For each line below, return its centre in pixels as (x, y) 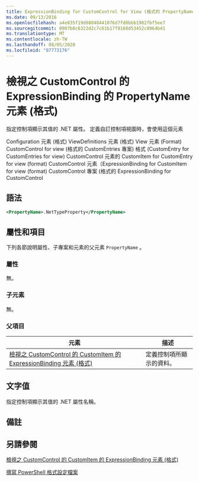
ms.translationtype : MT (36, 34)
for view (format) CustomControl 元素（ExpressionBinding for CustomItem (97, 163)
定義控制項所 (163, 355)
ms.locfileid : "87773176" (38, 50)
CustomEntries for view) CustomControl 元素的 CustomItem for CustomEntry (99, 156)
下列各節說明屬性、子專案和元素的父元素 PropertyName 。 (76, 248)
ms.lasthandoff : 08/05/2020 (41, 45)
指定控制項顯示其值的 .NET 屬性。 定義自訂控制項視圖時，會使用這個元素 (95, 129)
